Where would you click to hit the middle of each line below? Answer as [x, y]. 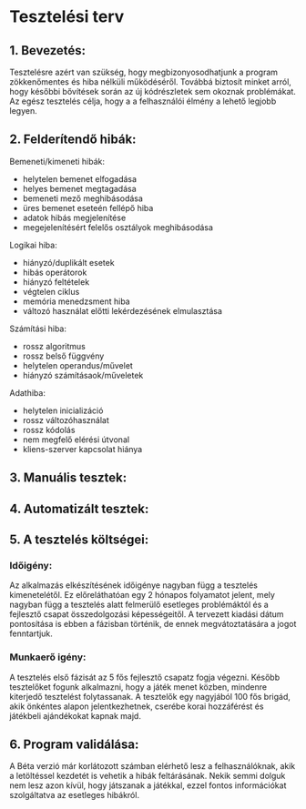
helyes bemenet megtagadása [79, 188]
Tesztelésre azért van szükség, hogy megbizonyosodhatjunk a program [144, 72]
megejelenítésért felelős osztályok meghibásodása [118, 227]
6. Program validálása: [74, 744]
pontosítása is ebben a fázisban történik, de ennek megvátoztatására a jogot [153, 624]
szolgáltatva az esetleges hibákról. [74, 795]
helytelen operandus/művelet [78, 365]
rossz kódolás [49, 430]
